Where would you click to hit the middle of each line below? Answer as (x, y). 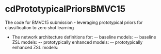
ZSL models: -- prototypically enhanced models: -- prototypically (77, 42)
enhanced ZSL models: (35, 47)
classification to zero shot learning (40, 27)
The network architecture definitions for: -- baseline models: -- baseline (84, 37)
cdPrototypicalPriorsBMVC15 (65, 9)
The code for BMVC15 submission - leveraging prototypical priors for (74, 22)
